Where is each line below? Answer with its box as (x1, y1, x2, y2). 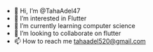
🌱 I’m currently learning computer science (13, 22, 135, 30)
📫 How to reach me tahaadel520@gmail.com (13, 37, 146, 45)
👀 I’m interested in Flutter (13, 14, 87, 22)
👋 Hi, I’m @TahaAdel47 (13, 7, 81, 15)
